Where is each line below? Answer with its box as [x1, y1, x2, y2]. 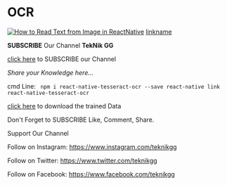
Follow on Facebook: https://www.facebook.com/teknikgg [7, 170, 176, 178]
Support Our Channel [7, 129, 69, 137]
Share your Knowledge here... [7, 68, 93, 77]
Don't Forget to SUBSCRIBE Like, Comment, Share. [7, 115, 155, 124]
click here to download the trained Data [7, 101, 122, 110]
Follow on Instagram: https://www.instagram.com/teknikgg [7, 142, 177, 151]
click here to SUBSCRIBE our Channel [7, 54, 117, 63]
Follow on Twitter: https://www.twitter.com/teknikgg [7, 156, 157, 165]
